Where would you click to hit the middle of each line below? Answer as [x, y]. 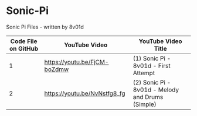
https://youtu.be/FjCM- [77, 62]
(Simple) [145, 104]
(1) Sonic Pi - [152, 58]
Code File [24, 41]
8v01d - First [152, 65]
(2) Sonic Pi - [152, 82]
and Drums [148, 97]
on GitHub [24, 48]
